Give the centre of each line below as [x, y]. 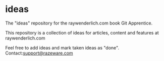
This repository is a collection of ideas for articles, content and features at [82, 32]
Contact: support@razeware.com [39, 53]
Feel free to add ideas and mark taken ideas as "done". [62, 47]
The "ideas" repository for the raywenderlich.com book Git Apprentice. [79, 23]
